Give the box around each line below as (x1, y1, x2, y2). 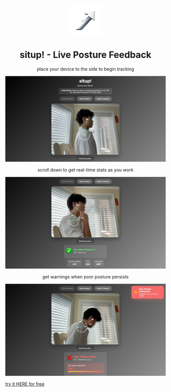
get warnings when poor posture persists (42, 274, 129, 280)
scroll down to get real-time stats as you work (37, 166, 134, 173)
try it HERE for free (5, 381, 45, 387)
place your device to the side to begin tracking (37, 66, 134, 72)
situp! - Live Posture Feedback (19, 49, 152, 61)
